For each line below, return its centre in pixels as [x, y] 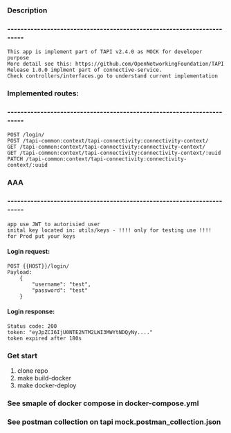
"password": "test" [60, 290]
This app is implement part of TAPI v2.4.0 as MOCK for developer [105, 52]
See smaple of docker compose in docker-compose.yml [103, 403]
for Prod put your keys [41, 236]
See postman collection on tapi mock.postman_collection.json [114, 422]
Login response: [31, 312]
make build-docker [44, 378]
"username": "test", [62, 284]
